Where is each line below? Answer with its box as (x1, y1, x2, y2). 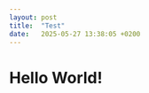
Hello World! (9, 67, 103, 88)
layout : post (9, 12, 58, 22)
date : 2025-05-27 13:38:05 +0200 (9, 29, 141, 38)
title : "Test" (9, 21, 66, 30)
